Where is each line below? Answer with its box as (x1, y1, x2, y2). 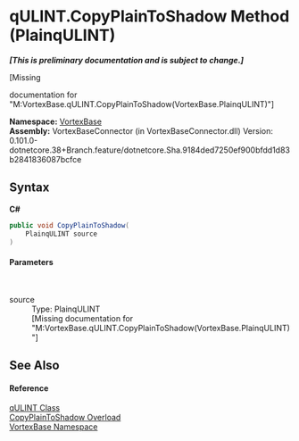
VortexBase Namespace (9, 421, 98, 432)
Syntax (9, 180, 50, 196)
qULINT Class (9, 403, 61, 413)
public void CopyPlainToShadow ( (9, 220, 129, 229)
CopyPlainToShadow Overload (9, 412, 121, 423)
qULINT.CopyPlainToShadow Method (9, 6, 290, 27)
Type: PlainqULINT (31, 304, 101, 314)
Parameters (9, 256, 54, 267)
